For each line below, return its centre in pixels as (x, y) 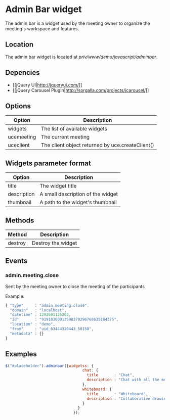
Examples (21, 354)
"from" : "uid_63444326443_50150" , (52, 329)
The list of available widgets (74, 129)
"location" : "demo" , (33, 324)
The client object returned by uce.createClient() (97, 145)
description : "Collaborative (119, 399)
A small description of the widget (79, 194)
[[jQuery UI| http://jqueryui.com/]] (47, 85)
